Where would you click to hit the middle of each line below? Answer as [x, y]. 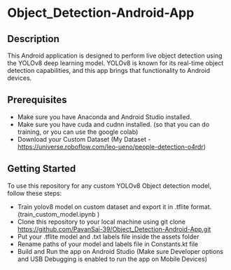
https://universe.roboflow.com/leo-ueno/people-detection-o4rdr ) [112, 147]
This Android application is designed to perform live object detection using [115, 55]
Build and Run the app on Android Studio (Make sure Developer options [120, 251]
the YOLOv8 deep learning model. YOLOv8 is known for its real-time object [115, 63]
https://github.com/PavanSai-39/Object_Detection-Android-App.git [114, 229]
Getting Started [42, 169]
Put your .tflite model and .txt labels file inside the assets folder [108, 236]
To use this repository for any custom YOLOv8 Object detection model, [110, 185]
